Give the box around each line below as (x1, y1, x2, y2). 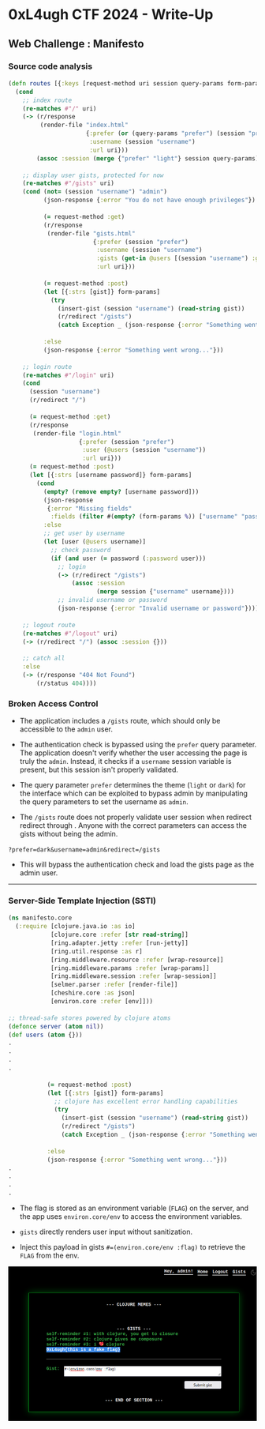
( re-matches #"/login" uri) (22, 371, 114, 379)
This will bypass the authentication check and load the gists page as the (19, 859, 255, 870)
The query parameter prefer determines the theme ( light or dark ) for (19, 780, 246, 790)
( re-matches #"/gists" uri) (22, 179, 114, 187)
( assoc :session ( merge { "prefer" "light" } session (36, 154, 211, 163)
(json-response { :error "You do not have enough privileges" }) (43, 196, 256, 205)
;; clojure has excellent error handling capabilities (54, 1097, 238, 1105)
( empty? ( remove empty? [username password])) (43, 487, 200, 495)
